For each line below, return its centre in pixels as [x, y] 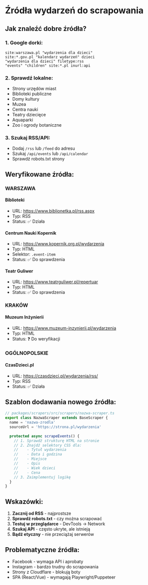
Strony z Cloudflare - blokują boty [46, 572]
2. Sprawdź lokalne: [29, 78]
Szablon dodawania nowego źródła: [61, 402]
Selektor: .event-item [34, 254]
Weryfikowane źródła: [40, 174]
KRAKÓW [17, 305]
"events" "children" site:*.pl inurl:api [48, 66]
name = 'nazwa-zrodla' [32, 423]
